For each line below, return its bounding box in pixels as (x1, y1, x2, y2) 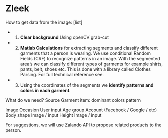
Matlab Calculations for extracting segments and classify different (20, 45, 158, 51)
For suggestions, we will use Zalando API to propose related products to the (5, 122, 162, 128)
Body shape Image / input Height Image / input (5, 112, 102, 118)
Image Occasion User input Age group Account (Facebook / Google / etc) (5, 107, 157, 113)
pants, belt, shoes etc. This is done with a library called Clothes (20, 66, 151, 72)
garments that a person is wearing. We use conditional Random (20, 50, 151, 56)
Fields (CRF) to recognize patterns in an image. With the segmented (20, 55, 160, 61)
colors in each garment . (20, 87, 71, 93)
